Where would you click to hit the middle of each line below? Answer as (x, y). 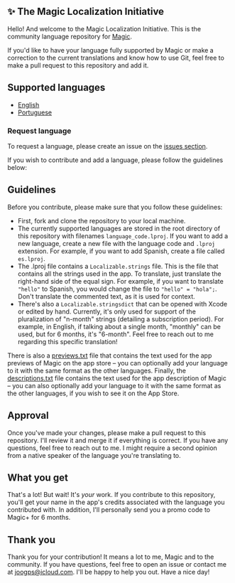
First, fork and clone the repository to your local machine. (102, 220)
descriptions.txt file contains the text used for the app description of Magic (117, 378)
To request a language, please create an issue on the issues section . (108, 146)
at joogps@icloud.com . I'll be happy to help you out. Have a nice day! (109, 572)
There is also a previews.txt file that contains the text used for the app (110, 355)
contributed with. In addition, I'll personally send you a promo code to (109, 510)
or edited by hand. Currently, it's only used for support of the (107, 311)
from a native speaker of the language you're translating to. (94, 455)
